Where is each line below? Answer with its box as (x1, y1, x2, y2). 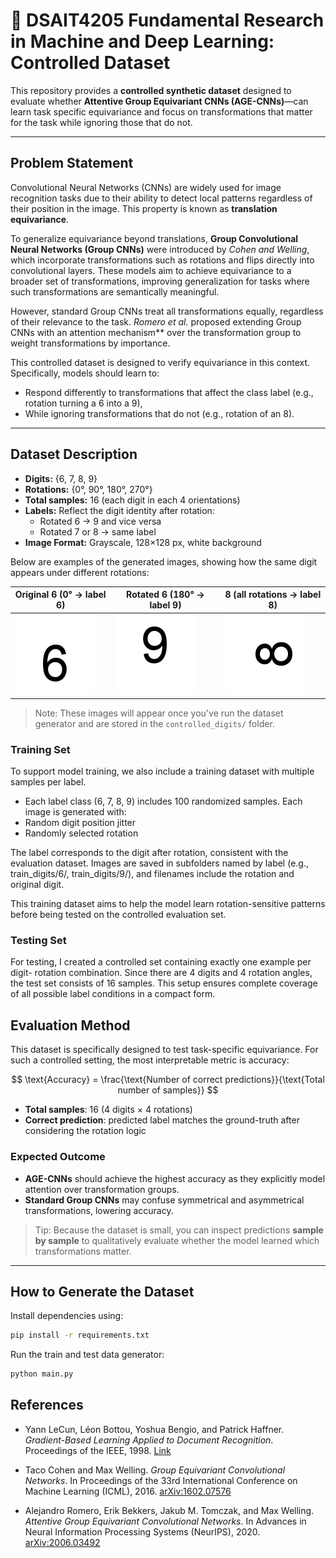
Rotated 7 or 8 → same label (39, 525, 157, 538)
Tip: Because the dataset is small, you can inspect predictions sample (34, 1224, 324, 1236)
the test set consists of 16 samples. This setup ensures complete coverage (10, 977, 318, 989)
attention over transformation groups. (24, 1183, 180, 1195)
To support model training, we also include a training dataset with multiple (10, 765, 315, 778)
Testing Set (10, 934, 67, 948)
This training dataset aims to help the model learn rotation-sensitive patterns (10, 898, 326, 910)
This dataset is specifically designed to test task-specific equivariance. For (10, 1044, 319, 1056)
